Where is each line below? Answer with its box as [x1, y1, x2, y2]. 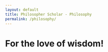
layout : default [5, 7, 39, 12]
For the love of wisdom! [5, 38, 104, 49]
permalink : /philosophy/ [5, 16, 56, 21]
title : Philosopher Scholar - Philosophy [5, 12, 92, 17]
